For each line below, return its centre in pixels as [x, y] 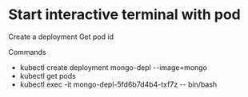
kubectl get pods [48, 76]
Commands [27, 52]
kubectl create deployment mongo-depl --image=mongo [114, 67]
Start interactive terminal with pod [125, 15]
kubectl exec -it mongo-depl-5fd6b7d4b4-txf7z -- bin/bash [118, 84]
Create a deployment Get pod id [61, 37]
